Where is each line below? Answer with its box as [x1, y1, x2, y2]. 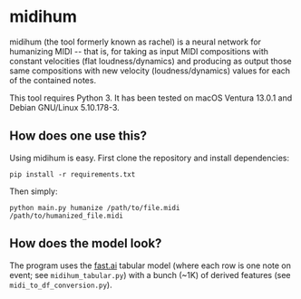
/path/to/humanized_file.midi [9, 211, 124, 220]
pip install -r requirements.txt [9, 169, 136, 178]
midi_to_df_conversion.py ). [9, 279, 112, 290]
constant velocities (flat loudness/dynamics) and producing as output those [9, 55, 292, 66]
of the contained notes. [9, 74, 97, 85]
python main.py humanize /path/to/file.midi [9, 203, 180, 212]
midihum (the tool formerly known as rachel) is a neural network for [9, 36, 261, 47]
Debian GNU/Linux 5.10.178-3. [9, 101, 120, 112]
